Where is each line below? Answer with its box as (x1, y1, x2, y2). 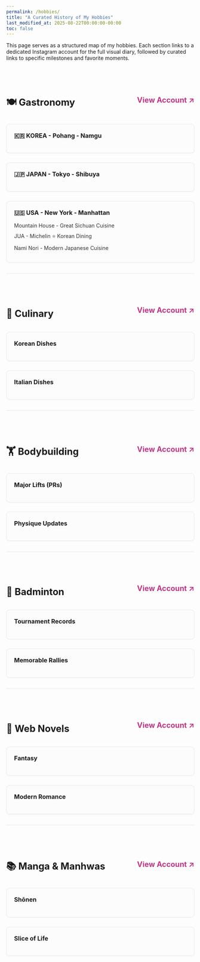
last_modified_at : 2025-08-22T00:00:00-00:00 (6, 20, 121, 26)
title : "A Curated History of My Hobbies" (6, 14, 113, 20)
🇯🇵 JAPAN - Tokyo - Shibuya (14, 170, 100, 178)
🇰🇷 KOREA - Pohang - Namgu (14, 131, 102, 139)
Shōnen (14, 896, 37, 904)
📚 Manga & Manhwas (6, 860, 106, 872)
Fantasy (14, 754, 38, 762)
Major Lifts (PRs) (14, 481, 63, 489)
